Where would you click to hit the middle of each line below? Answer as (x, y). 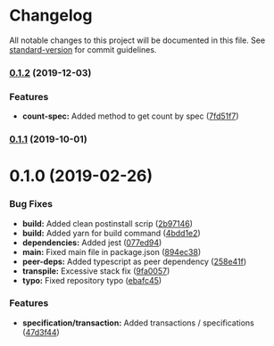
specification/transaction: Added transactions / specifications (138, 323)
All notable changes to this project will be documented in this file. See (137, 40)
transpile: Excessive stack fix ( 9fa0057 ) (96, 271)
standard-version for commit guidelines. (83, 49)
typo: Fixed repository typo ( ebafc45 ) (92, 280)
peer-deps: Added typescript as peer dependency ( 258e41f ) (134, 261)
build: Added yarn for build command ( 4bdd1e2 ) (111, 233)
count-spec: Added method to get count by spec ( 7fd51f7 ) (130, 116)
